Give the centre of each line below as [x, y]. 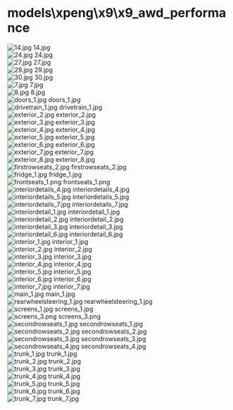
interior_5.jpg [72, 271]
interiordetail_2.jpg [96, 219]
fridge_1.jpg [65, 174]
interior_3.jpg [73, 256]
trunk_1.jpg [62, 354]
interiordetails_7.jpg [100, 204]
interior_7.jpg [71, 286]
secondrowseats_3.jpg [113, 338]
